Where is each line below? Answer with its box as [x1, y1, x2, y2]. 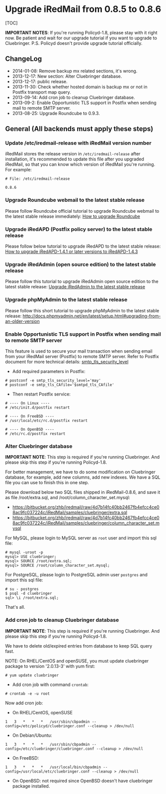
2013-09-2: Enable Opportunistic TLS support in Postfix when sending [12, 100, 157, 106]
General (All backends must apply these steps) [5, 125, 154, 133]
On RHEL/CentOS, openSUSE [12, 709, 73, 715]
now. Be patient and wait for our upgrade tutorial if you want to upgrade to [5, 35, 158, 41]
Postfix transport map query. [12, 89, 71, 95]
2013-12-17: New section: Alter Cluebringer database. [12, 73, 122, 79]
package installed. [12, 783, 50, 789]
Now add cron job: [5, 700, 43, 706]
